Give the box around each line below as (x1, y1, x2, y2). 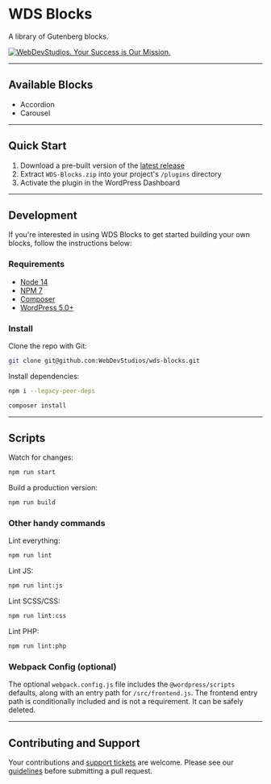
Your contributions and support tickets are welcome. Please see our (8, 757, 234, 767)
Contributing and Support (8, 736, 140, 750)
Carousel (19, 108, 51, 118)
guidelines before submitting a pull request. (8, 766, 153, 776)
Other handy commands (8, 518, 106, 529)
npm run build (8, 498, 56, 507)
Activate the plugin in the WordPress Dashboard (19, 177, 180, 187)
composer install (8, 401, 67, 410)
